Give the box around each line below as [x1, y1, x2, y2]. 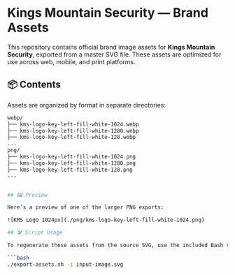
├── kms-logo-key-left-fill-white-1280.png [7, 159, 136, 167]
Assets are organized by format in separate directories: [7, 101, 166, 109]
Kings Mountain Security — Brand [7, 5, 208, 21]
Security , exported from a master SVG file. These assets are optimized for [7, 50, 222, 59]
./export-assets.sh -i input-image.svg [7, 260, 124, 268]
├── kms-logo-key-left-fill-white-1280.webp [7, 127, 139, 134]
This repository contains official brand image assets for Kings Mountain [7, 43, 215, 51]
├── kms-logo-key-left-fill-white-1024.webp [7, 121, 139, 128]
